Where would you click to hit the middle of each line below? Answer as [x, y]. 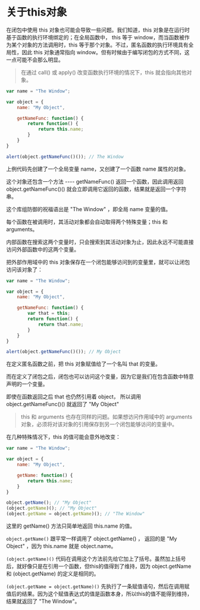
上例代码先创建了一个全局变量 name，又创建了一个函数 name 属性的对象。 [98, 169]
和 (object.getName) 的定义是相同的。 [53, 574]
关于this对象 [37, 12]
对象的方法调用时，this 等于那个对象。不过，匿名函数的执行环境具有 [105, 45]
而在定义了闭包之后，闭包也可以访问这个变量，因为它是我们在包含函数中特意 [100, 377]
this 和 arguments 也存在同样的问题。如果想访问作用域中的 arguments [106, 417]
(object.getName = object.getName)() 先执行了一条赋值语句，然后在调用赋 [98, 586]
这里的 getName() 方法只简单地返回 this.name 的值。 [71, 526]
